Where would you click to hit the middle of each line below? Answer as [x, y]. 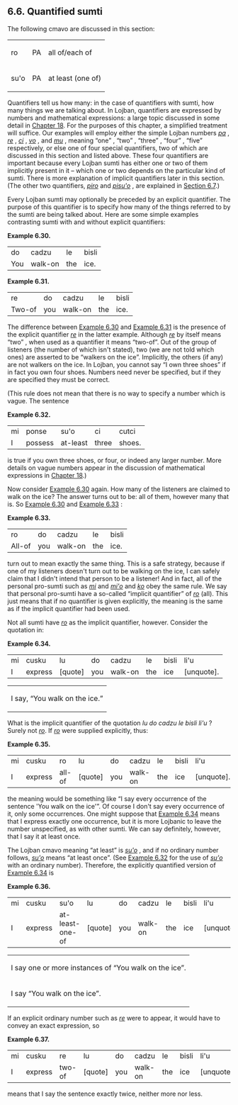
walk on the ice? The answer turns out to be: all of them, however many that [118, 496]
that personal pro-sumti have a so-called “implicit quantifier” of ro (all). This [118, 593]
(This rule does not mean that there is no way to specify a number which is [117, 393]
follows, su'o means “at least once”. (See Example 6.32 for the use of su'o [115, 858]
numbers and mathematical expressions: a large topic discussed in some [114, 118]
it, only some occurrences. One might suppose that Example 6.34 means [114, 814]
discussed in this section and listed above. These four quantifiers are [108, 155]
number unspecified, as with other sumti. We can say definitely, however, [114, 829]
